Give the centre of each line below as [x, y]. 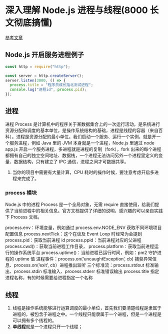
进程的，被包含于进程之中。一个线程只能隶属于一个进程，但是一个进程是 [87, 314]
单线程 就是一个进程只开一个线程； [47, 326]
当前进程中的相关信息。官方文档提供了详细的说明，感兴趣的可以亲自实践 [88, 211]
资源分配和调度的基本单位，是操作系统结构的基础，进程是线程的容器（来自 [82, 130]
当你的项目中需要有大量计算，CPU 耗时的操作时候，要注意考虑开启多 [83, 172]
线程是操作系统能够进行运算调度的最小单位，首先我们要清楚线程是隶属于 [87, 307]
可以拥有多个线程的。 [34, 320]
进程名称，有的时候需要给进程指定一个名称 [49, 277]
